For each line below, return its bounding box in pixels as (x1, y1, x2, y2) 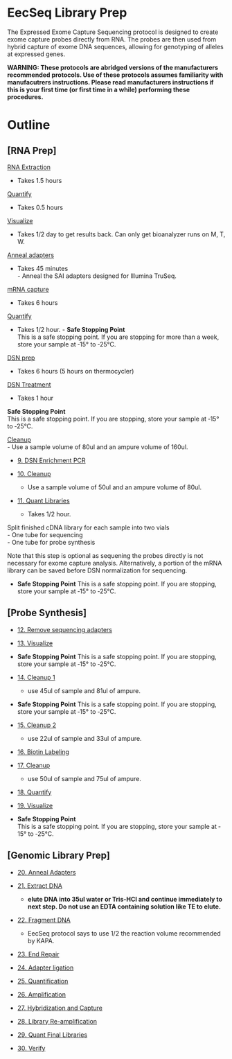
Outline (7, 117, 51, 133)
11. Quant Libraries (17, 496, 71, 505)
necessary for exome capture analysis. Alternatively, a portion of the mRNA (7, 559, 222, 567)
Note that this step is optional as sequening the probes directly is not (7, 551, 204, 559)
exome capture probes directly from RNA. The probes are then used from (7, 35, 217, 43)
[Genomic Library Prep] (7, 850, 111, 861)
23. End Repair (17, 949, 60, 958)
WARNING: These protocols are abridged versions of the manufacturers (7, 63, 219, 71)
